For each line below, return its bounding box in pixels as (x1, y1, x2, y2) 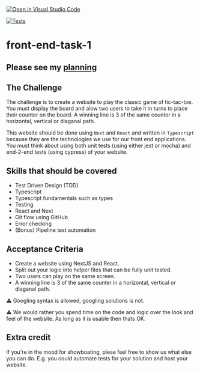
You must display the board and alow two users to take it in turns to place (6, 105, 188, 112)
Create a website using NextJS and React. (14, 260, 120, 267)
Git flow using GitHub (14, 214, 68, 221)
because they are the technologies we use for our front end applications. (6, 136, 187, 143)
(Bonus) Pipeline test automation (14, 226, 96, 234)
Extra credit (6, 332, 51, 342)
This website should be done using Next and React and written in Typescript (6, 129, 194, 136)
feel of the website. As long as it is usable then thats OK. (6, 315, 146, 323)
